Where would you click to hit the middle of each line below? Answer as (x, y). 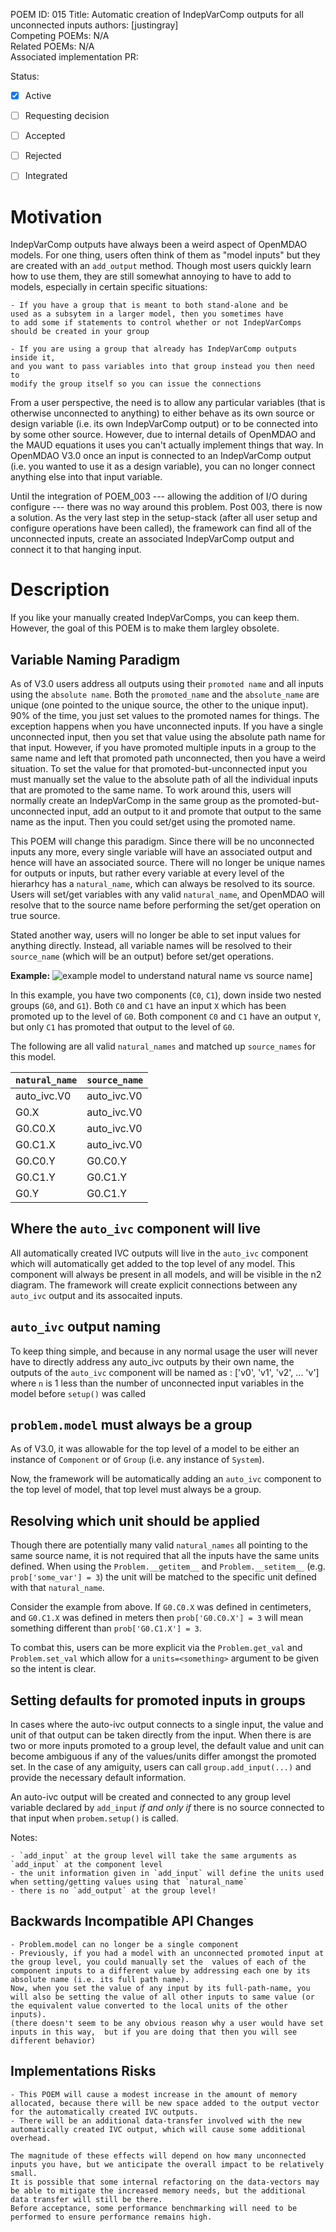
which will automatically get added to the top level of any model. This (153, 1263)
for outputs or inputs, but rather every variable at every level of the (147, 873)
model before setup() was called (78, 1393)
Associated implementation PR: (74, 57)
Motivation (56, 216)
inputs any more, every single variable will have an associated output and (161, 852)
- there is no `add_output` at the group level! (113, 1891)
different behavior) (53, 2040)
